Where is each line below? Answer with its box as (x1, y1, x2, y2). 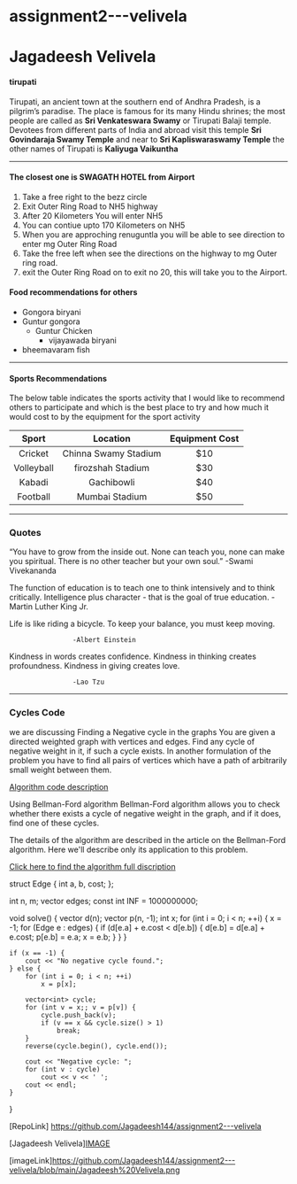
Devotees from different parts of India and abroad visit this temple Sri (9, 124, 263, 135)
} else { (9, 963, 42, 973)
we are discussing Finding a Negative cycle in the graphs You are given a (9, 726, 276, 737)
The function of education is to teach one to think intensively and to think (9, 583, 276, 593)
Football (17, 491, 51, 503)
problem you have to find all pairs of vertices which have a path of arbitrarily (9, 755, 287, 765)
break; (56, 1025, 81, 1035)
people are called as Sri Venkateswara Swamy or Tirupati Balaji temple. (9, 115, 272, 126)
